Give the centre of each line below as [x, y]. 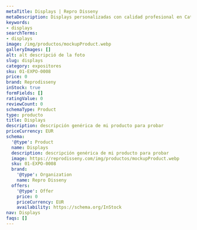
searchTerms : [22, 33]
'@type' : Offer [35, 191]
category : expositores [34, 66]
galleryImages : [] [28, 50]
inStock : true [23, 88]
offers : [21, 186]
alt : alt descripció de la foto [45, 55]
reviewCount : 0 [25, 104]
